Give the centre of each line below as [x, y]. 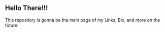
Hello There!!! [27, 8]
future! [12, 25]
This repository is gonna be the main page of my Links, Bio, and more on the [82, 20]
